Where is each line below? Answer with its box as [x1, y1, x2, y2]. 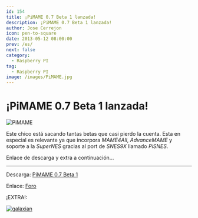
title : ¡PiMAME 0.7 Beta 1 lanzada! [6, 14, 96, 20]
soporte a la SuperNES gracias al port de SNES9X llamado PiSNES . [6, 143, 169, 150]
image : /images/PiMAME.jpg [6, 74, 72, 80]
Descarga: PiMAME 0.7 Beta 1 [6, 171, 78, 178]
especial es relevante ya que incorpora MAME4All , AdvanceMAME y [6, 136, 173, 144]
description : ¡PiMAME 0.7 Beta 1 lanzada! [6, 19, 112, 25]
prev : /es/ [6, 42, 33, 48]
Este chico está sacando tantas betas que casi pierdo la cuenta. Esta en [6, 130, 181, 137]
